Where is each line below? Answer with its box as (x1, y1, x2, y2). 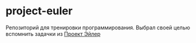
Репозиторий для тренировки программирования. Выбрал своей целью (5, 24, 191, 31)
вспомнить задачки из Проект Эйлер (5, 30, 101, 37)
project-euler (5, 4, 73, 18)
